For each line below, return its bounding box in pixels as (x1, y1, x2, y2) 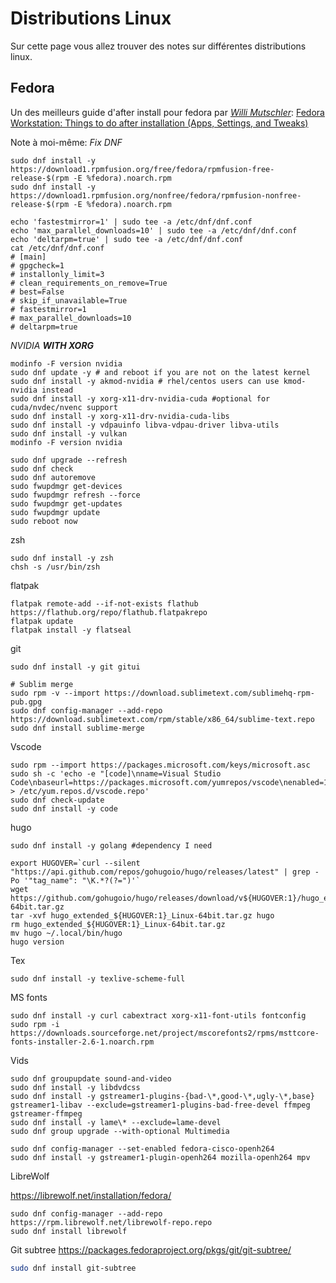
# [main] (10, 252, 47, 262)
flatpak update (10, 616, 74, 626)
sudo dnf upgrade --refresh (10, 455, 128, 465)
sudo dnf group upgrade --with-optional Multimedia (10, 1126, 230, 1136)
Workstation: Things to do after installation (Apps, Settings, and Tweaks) (10, 117, 309, 129)
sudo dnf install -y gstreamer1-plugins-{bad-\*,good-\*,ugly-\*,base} (10, 1091, 315, 1101)
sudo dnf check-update (10, 795, 105, 805)
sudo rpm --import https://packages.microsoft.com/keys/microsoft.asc (10, 760, 311, 770)
